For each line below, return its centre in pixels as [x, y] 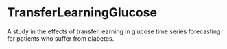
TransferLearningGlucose [82, 13]
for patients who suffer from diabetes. [61, 38]
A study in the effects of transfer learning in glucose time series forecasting [114, 31]
